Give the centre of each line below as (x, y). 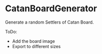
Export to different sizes (36, 46)
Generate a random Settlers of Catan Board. (50, 22)
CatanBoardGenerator (51, 9)
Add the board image (34, 41)
